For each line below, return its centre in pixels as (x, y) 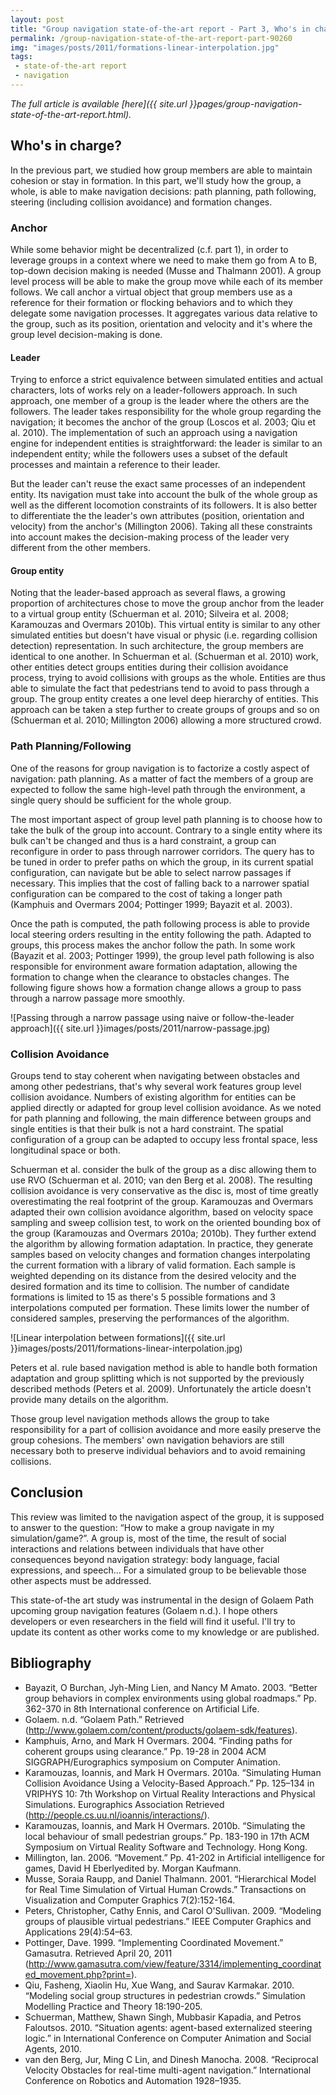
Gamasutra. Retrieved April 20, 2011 (98, 1953)
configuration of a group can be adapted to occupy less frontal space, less (164, 1139)
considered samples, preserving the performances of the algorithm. (150, 1318)
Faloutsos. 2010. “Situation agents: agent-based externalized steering (168, 2027)
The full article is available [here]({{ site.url (99, 103)
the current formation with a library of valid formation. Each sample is (153, 1265)
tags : (21, 57)
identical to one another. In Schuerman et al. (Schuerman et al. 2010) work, (164, 657)
